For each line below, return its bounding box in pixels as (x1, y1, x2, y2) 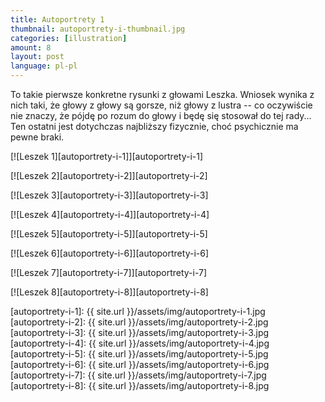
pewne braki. (10, 131, 65, 143)
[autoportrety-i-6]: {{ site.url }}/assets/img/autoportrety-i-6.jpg (10, 359, 270, 370)
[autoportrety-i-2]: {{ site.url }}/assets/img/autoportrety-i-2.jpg (10, 316, 269, 328)
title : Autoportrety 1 (10, 14, 105, 25)
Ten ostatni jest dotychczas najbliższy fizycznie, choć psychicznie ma (10, 121, 299, 132)
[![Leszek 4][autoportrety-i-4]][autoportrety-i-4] (10, 209, 210, 220)
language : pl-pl (10, 61, 78, 71)
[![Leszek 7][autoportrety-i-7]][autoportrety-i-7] (10, 267, 208, 278)
